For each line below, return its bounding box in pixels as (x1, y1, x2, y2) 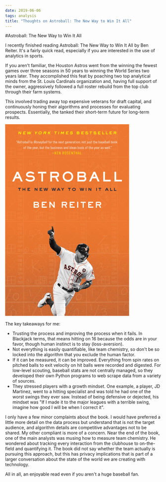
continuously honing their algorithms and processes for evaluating (5, 104, 141, 110)
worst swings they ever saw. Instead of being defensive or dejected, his (12, 394, 159, 400)
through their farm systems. (5, 89, 62, 95)
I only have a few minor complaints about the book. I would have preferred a (5, 414, 161, 420)
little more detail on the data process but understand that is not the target (5, 419, 155, 425)
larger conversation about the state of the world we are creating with (5, 456, 146, 462)
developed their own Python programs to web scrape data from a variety (12, 373, 161, 379)
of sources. (12, 378, 36, 384)
